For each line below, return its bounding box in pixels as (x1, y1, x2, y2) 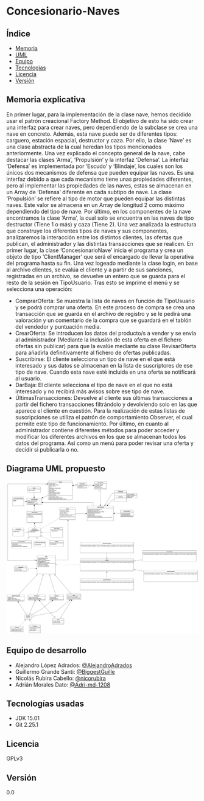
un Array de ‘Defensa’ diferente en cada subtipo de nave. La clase (6, 188, 172, 195)
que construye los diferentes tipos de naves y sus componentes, (6, 227, 169, 234)
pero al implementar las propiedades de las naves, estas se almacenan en (6, 181, 192, 189)
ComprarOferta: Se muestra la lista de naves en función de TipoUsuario (15, 297, 195, 304)
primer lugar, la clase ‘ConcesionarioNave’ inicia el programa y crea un (6, 247, 184, 254)
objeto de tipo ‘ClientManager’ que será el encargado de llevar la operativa (6, 253, 194, 260)
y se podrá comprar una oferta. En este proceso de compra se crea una (15, 303, 195, 311)
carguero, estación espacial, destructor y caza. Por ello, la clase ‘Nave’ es (6, 136, 192, 144)
